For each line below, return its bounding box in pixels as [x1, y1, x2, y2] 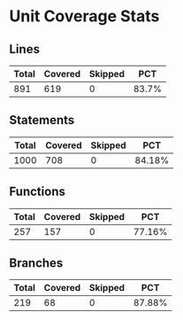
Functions [9, 184, 66, 199]
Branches [9, 255, 64, 271]
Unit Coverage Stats [9, 6, 160, 27]
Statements [9, 113, 75, 128]
